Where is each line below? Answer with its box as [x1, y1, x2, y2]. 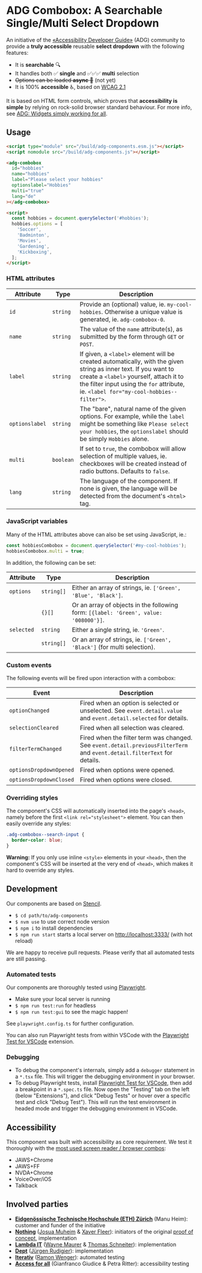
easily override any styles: [6, 820, 71, 827]
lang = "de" [11, 193, 36, 199]
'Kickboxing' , [17, 249, 52, 255]
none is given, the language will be [79, 484, 177, 492]
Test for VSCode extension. [6, 1038, 75, 1045]
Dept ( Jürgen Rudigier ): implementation [14, 1247, 114, 1254]
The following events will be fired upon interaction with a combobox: [6, 674, 176, 681]
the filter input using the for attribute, [79, 379, 185, 388]
